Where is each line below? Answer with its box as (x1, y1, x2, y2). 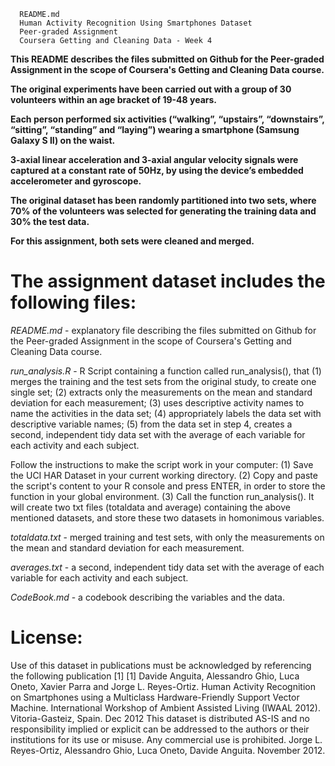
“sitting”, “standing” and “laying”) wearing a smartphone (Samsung (10, 124, 300, 135)
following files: (10, 291, 137, 314)
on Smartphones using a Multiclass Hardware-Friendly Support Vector (10, 691, 300, 703)
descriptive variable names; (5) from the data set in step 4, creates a (10, 418, 293, 430)
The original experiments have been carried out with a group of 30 (10, 83, 292, 95)
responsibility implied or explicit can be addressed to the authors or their (10, 723, 310, 735)
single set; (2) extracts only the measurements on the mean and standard (10, 386, 313, 398)
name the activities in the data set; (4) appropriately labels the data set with (10, 407, 322, 419)
